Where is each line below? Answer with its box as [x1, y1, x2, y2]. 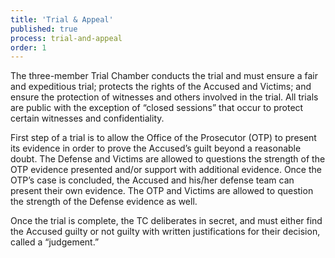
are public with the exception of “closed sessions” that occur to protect [10, 102, 304, 114]
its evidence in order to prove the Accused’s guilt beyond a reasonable [10, 142, 302, 155]
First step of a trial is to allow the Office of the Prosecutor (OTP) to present [10, 132, 317, 144]
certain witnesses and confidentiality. [10, 112, 165, 125]
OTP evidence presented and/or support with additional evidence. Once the [10, 164, 322, 176]
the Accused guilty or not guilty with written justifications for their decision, [10, 226, 321, 238]
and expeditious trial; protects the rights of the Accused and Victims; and [10, 81, 312, 93]
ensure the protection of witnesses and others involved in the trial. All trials [10, 91, 319, 103]
